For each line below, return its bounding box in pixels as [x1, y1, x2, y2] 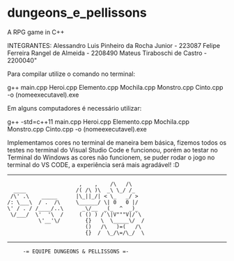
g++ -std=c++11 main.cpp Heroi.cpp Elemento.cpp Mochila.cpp [7, 117, 190, 126]
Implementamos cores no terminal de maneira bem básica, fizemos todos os [7, 138, 227, 147]
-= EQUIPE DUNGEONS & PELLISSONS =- [22, 248, 130, 255]
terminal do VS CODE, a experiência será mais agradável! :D [7, 160, 180, 168]
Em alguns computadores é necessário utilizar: [7, 104, 142, 112]
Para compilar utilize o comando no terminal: [7, 70, 136, 78]
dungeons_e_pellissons [7, 5, 148, 21]
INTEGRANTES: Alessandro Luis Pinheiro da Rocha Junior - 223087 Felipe [7, 41, 221, 49]
